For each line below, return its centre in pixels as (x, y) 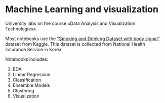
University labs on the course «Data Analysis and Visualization (70, 23)
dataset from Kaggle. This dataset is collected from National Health (75, 44)
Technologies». (21, 28)
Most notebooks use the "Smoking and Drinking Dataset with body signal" (83, 39)
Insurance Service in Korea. (34, 49)
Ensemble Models (31, 85)
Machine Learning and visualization (82, 9)
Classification (27, 80)
